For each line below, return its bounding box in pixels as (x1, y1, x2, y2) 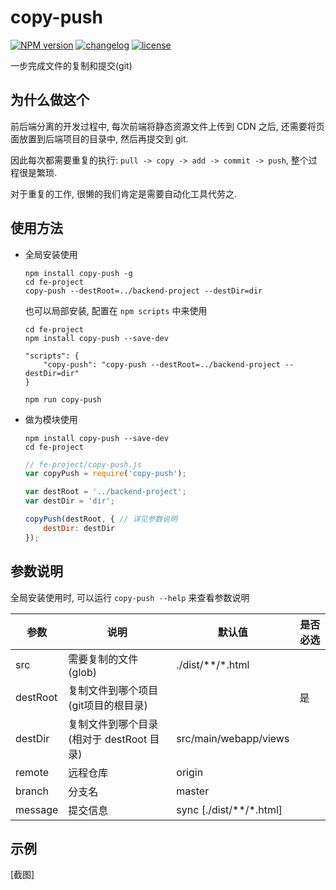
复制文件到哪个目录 (68, 717, 159, 731)
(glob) (68, 665, 97, 679)
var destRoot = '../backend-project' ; (24, 487, 187, 497)
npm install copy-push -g (24, 268, 133, 278)
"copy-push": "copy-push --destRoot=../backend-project (43, 359, 281, 370)
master (176, 784, 210, 798)
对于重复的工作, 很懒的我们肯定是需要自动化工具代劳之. (10, 187, 238, 200)
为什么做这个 (10, 92, 90, 109)
